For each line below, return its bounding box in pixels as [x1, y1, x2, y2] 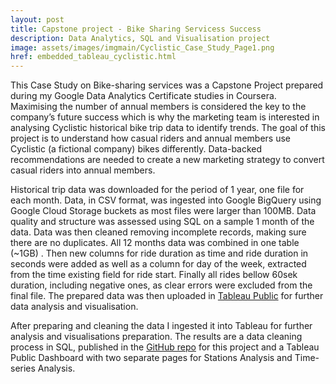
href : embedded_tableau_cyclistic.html [10, 52, 177, 62]
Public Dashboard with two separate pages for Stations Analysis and [10, 352, 293, 364]
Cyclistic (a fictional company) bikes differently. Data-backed [10, 143, 263, 155]
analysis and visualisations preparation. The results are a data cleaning [10, 331, 303, 343]
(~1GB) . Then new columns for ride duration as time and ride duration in [10, 247, 309, 260]
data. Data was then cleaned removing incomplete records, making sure [10, 226, 307, 238]
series [10, 362, 36, 375]
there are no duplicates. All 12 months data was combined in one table [10, 237, 300, 249]
